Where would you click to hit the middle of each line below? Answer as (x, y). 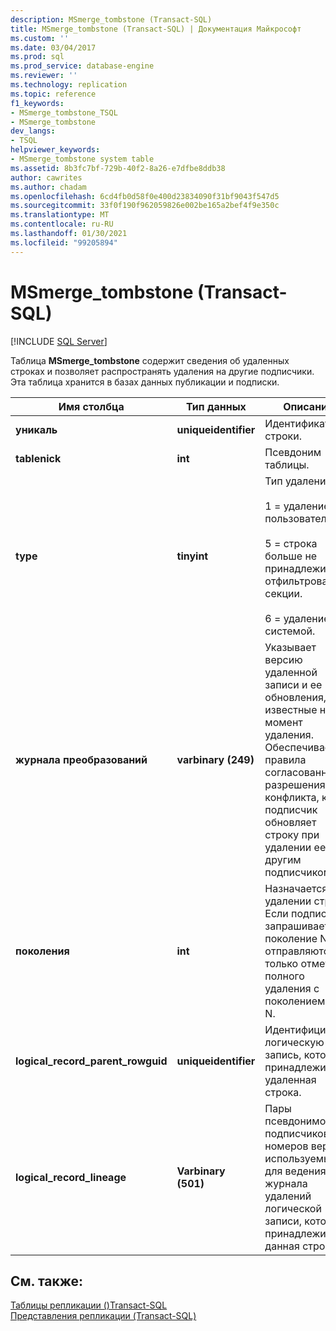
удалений (288, 1196)
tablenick (38, 458)
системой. (290, 631)
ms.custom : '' (40, 38)
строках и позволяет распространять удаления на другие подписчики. (162, 371)
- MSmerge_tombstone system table (82, 159)
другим (283, 859)
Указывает (290, 647)
